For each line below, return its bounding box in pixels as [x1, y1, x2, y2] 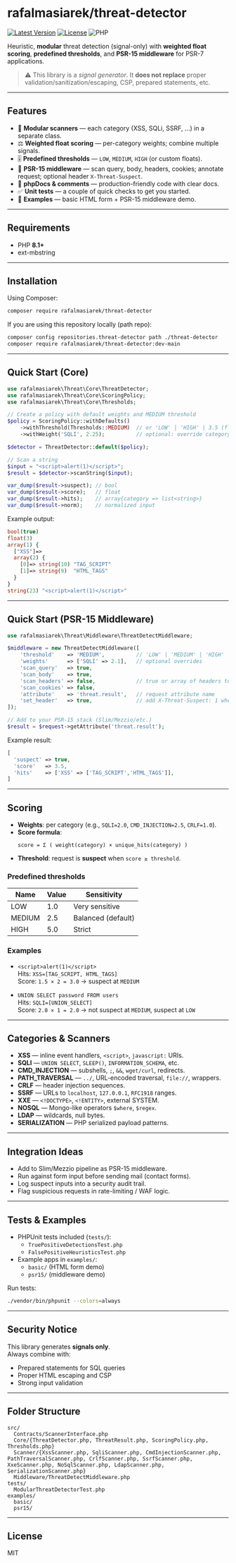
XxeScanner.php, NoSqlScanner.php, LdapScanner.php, [7, 1461, 165, 1468]
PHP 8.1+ [17, 241, 44, 249]
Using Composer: [7, 294, 58, 303]
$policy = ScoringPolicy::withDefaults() [7, 418, 131, 425]
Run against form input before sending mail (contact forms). [17, 1172, 191, 1181]
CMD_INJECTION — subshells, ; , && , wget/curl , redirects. [17, 1066, 185, 1075]
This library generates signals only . [7, 1342, 111, 1351]
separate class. [17, 131, 62, 140]
